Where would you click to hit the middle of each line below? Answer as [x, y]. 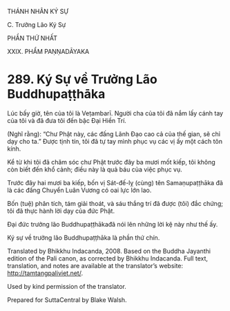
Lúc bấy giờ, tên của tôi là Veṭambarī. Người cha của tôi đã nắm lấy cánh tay [115, 113]
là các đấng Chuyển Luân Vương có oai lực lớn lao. [79, 190]
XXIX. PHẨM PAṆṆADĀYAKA [48, 51]
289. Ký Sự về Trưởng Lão [82, 79]
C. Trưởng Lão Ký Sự [37, 25]
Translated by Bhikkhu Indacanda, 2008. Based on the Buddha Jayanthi [109, 251]
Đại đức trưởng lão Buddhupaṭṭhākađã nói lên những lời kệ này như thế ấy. [113, 224]
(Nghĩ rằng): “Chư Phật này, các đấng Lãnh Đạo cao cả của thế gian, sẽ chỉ [114, 134]
